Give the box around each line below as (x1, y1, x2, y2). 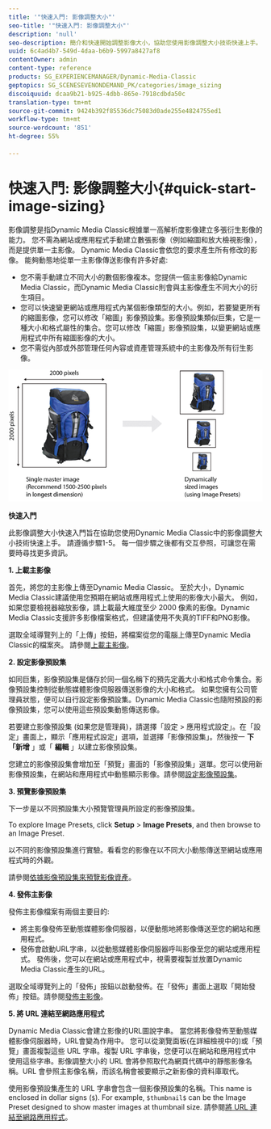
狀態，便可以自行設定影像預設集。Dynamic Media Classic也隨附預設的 (22, 695, 256, 705)
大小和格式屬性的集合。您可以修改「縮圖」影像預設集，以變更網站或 (27, 322, 254, 332)
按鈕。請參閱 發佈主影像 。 (22, 992, 107, 1001)
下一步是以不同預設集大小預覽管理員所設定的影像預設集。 (8, 804, 199, 814)
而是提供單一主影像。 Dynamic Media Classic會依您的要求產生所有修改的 (8, 245, 251, 255)
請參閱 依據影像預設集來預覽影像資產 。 (8, 873, 135, 883)
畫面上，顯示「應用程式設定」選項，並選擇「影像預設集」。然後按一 (22, 732, 245, 742)
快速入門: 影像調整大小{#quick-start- (8, 179, 256, 197)
